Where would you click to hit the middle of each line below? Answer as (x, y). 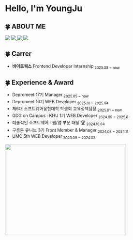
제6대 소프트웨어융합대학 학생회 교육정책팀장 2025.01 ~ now (67, 109)
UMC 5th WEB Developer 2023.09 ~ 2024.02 (54, 137)
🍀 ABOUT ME (25, 26)
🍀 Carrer (18, 54)
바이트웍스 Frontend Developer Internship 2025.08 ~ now (66, 67)
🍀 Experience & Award (39, 82)
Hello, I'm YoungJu (44, 8)
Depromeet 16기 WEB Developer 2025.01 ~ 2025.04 (60, 102)
